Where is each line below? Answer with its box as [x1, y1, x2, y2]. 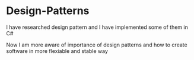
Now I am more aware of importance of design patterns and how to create [6, 41, 188, 48]
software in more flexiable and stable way [6, 47, 109, 54]
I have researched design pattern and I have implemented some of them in [6, 24, 188, 31]
